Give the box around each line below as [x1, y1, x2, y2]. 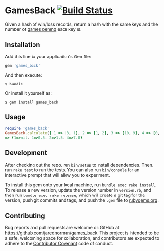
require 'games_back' [5, 126, 50, 131]
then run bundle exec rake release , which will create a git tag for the [5, 192, 145, 198]
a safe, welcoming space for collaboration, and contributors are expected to [5, 235, 159, 241]
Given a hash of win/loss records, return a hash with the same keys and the [5, 21, 158, 27]
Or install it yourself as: [5, 90, 52, 96]
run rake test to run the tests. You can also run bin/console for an [5, 167, 140, 173]
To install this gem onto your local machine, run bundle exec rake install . [5, 182, 157, 188]
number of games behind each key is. [5, 26, 82, 32]
